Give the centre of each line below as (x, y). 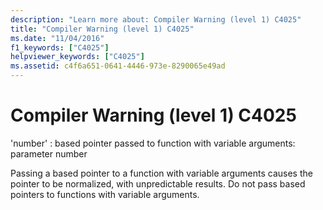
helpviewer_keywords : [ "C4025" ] (77, 57)
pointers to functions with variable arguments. (105, 194)
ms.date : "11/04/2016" (57, 38)
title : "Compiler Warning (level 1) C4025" (102, 29)
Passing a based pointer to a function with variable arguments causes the (161, 173)
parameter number (49, 153)
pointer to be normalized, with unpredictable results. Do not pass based (158, 183)
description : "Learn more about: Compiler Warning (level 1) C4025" (156, 19)
